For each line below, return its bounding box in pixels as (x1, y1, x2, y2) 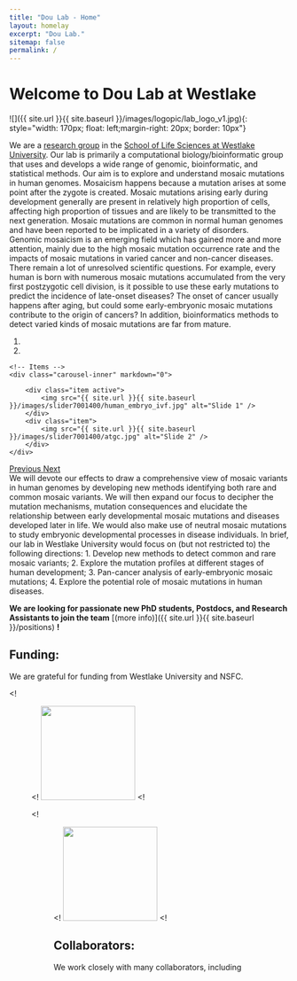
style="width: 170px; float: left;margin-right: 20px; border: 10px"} (9, 123, 246, 134)
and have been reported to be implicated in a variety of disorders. (9, 225, 250, 236)
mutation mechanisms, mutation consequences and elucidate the (9, 502, 248, 512)
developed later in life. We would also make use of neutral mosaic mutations (9, 520, 287, 531)
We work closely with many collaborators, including (53, 962, 242, 972)
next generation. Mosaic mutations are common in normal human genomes (9, 215, 284, 226)
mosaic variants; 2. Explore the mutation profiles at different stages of (9, 557, 264, 568)
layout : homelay (9, 21, 69, 30)
